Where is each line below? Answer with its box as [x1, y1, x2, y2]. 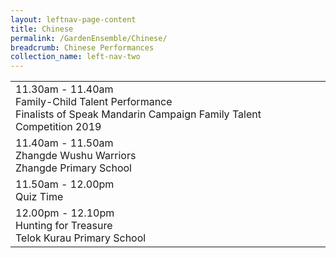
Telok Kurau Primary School [15, 231, 147, 245]
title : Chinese [10, 24, 74, 34]
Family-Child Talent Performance [15, 95, 173, 109]
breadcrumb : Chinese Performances [10, 42, 155, 53]
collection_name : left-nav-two [10, 52, 141, 62]
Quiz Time [15, 190, 64, 204]
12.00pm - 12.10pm [15, 206, 115, 220]
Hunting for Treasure [15, 219, 113, 233]
